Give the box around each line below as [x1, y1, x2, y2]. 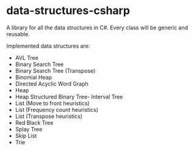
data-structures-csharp [6, 4, 130, 18]
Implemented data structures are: [6, 42, 90, 50]
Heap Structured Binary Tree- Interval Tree [15, 93, 123, 100]
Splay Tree [15, 125, 43, 133]
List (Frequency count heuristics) [15, 106, 99, 113]
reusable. [6, 30, 30, 37]
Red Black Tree [15, 119, 54, 126]
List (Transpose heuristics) [15, 112, 82, 120]
